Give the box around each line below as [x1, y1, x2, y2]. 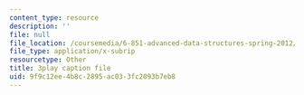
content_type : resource [9, 13, 100, 23]
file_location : [9, 38, 67, 48]
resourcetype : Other [9, 55, 88, 64]
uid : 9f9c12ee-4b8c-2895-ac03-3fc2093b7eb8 [9, 72, 176, 81]
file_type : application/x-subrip [9, 47, 136, 56]
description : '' [9, 22, 71, 31]
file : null [9, 30, 51, 39]
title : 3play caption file [9, 64, 111, 73]
